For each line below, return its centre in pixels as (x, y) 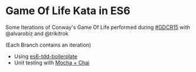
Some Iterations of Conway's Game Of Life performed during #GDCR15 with (98, 27)
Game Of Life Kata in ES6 (68, 11)
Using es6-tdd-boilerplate (46, 56)
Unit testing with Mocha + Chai (52, 63)
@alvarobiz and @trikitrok (37, 33)
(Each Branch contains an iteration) (48, 45)
